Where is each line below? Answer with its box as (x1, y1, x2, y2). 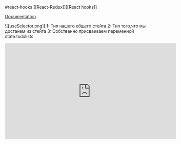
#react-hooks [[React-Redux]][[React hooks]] (5, 4, 97, 10)
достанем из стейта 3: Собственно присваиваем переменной (5, 28, 134, 34)
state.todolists (5, 34, 34, 39)
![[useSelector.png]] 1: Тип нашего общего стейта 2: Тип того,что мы (5, 23, 146, 29)
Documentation (5, 14, 36, 19)
